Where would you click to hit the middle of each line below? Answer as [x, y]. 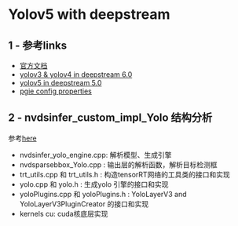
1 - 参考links [38, 45]
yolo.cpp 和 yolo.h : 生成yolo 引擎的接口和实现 [94, 184]
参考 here [22, 138]
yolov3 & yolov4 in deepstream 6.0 [76, 75]
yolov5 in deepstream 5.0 [60, 83]
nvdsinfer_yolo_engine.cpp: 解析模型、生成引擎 [95, 155]
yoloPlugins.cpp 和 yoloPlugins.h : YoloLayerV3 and [103, 194]
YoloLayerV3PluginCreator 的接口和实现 [84, 204]
